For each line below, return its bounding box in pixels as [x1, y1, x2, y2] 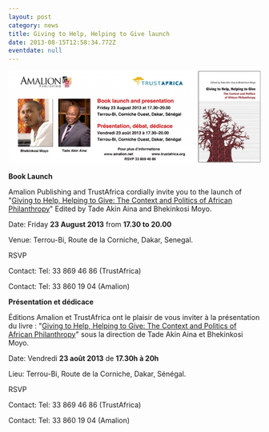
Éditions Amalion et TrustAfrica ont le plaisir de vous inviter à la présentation [8, 312, 260, 322]
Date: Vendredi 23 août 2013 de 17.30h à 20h [8, 353, 159, 363]
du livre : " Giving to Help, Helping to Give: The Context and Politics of [8, 321, 237, 330]
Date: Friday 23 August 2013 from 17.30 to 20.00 [8, 219, 172, 229]
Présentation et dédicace [8, 297, 94, 306]
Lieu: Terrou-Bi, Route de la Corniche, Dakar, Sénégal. [8, 369, 187, 378]
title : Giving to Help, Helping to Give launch [8, 30, 171, 38]
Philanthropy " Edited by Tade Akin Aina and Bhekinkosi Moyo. [8, 204, 212, 214]
